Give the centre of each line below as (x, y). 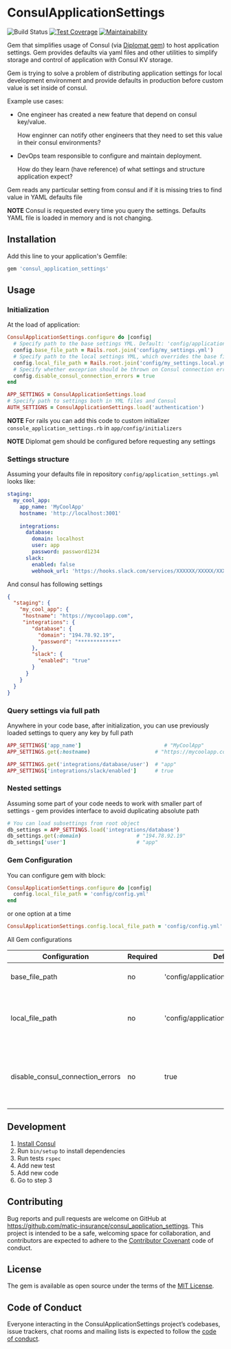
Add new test (36, 1165)
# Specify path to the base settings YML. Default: (89, 344)
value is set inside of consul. (47, 87)
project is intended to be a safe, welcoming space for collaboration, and (109, 1233)
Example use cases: (35, 101)
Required (142, 957)
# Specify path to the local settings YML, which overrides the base (115, 356)
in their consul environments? (59, 142)
